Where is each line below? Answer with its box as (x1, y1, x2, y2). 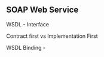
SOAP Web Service (6, 5, 79, 15)
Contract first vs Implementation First (6, 32, 98, 40)
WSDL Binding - (6, 44, 46, 51)
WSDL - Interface (6, 20, 50, 28)
